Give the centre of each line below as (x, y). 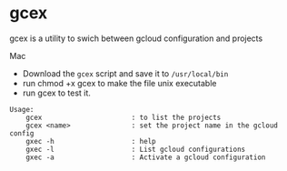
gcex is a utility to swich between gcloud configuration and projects (136, 38)
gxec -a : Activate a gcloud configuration (146, 157)
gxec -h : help (91, 141)
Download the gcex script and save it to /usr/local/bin (125, 73)
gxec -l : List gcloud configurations (136, 149)
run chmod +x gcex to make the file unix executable (119, 83)
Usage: (22, 109)
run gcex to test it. (56, 93)
